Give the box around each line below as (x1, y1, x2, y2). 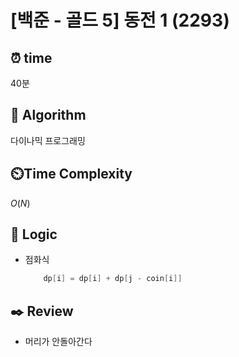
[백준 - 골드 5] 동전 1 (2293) (10, 9, 230, 32)
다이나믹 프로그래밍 (10, 134, 86, 146)
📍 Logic (10, 226, 58, 243)
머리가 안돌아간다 (24, 336, 93, 348)
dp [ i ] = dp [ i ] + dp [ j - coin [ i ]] (43, 274, 183, 284)
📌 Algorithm (10, 107, 87, 124)
